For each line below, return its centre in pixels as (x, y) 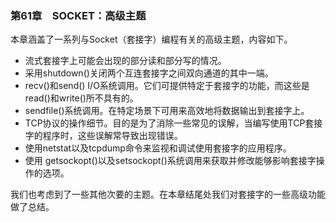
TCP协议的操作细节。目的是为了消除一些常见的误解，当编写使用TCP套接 (173, 123)
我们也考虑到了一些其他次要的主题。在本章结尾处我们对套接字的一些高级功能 (168, 194)
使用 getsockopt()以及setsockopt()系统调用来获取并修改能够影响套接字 (170, 161)
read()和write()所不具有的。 (81, 98)
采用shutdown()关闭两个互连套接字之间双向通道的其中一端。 (149, 73)
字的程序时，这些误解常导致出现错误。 (103, 136)
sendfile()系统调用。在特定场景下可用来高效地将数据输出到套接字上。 (167, 111)
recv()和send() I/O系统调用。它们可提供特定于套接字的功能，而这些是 (167, 86)
